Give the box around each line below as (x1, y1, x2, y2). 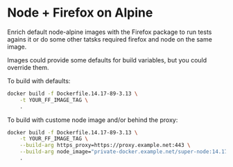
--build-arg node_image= (19, 148, 92, 155)
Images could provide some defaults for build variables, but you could (7, 55, 207, 64)
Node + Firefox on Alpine (7, 5, 153, 21)
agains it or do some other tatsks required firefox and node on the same (7, 35, 213, 43)
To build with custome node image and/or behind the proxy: (7, 116, 178, 124)
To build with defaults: (7, 76, 71, 85)
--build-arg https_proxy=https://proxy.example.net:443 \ (19, 142, 191, 149)
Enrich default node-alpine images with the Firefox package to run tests (7, 28, 212, 36)
